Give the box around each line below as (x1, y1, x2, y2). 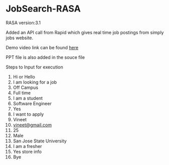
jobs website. (6, 35, 34, 41)
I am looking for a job (13, 79, 57, 85)
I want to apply (13, 111, 44, 117)
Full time (13, 90, 31, 96)
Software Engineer (13, 100, 52, 106)
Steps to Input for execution (6, 64, 63, 70)
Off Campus (13, 84, 38, 91)
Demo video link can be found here (6, 44, 78, 50)
